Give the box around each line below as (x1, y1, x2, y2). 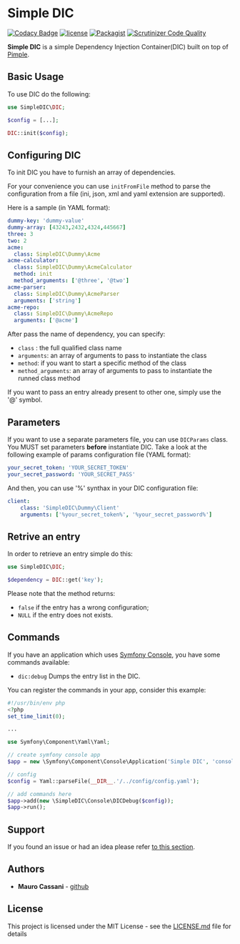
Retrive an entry (7, 530, 81, 542)
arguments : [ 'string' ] (14, 297, 81, 304)
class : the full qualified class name (17, 344, 122, 352)
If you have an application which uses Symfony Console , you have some (7, 650, 221, 659)
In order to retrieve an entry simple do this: (7, 550, 134, 558)
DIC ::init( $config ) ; (7, 129, 69, 136)
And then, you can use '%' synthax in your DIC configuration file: (7, 484, 199, 492)
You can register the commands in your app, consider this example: (7, 685, 206, 694)
